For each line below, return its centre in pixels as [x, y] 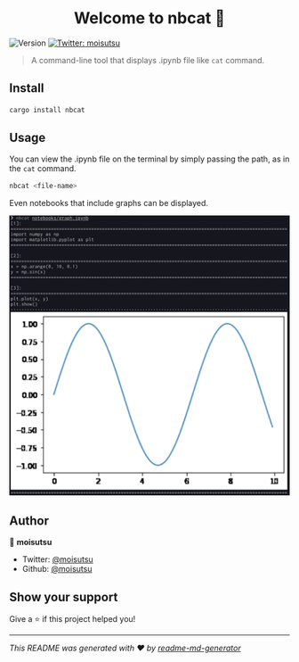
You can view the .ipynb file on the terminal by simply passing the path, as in [149, 159]
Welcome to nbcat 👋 [149, 18]
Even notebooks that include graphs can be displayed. [109, 203]
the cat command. [43, 169]
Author [29, 521]
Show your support [64, 597]
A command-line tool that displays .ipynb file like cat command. [148, 60]
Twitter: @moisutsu [57, 559]
